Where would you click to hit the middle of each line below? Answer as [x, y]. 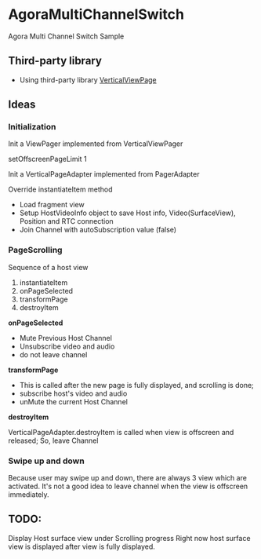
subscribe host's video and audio [73, 393]
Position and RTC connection [66, 221]
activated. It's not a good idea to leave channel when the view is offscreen [128, 486]
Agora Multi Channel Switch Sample [66, 36]
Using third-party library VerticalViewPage [88, 79]
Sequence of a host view [48, 267]
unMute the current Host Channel [73, 401]
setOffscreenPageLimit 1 [48, 159]
